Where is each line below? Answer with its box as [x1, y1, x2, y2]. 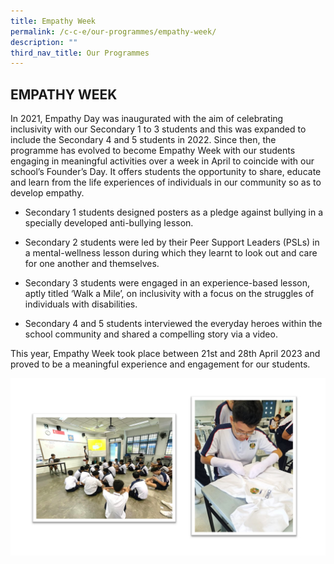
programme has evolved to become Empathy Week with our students [10, 145, 296, 157]
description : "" [10, 37, 78, 47]
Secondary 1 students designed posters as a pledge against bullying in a [24, 206, 324, 219]
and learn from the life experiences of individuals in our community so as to [10, 176, 322, 189]
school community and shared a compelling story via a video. [24, 328, 278, 340]
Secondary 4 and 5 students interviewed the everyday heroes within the [24, 318, 323, 330]
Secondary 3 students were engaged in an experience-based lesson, [24, 277, 310, 289]
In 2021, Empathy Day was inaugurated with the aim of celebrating [10, 113, 284, 125]
